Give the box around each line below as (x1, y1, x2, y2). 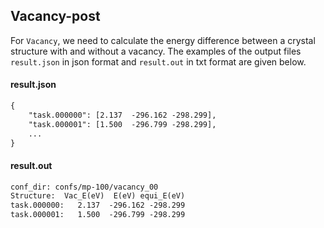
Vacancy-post (10, 8, 101, 25)
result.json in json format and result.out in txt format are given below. (10, 55, 307, 68)
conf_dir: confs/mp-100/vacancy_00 (10, 182, 159, 192)
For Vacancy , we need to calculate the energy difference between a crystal (10, 34, 316, 46)
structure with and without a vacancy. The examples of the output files (10, 45, 302, 57)
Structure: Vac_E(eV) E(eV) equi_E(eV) (10, 191, 186, 201)
